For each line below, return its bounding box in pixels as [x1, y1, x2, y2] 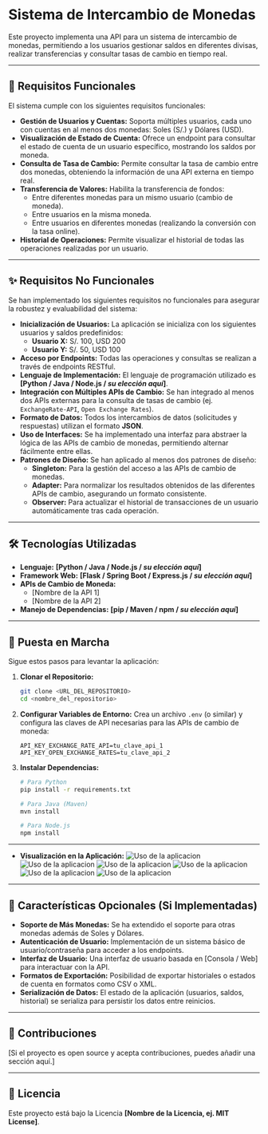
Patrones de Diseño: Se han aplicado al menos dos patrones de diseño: [19, 455, 257, 464]
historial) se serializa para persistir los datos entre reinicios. [19, 996, 216, 1006]
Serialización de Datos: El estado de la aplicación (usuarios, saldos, [19, 988, 245, 997]
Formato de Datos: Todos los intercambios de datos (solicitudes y [19, 413, 238, 422]
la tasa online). [31, 226, 81, 236]
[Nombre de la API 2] [31, 596, 101, 606]
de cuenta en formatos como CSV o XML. [19, 979, 157, 989]
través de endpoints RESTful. [19, 362, 116, 371]
